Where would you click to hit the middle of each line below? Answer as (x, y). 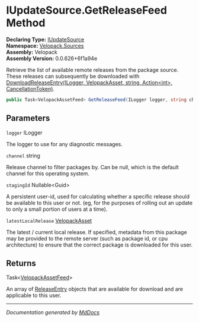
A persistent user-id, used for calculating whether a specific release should (98, 196)
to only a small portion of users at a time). (57, 209)
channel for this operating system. (48, 173)
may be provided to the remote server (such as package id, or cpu (87, 238)
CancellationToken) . (31, 89)
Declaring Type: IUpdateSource (45, 39)
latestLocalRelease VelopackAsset (49, 220)
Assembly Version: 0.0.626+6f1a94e (52, 58)
